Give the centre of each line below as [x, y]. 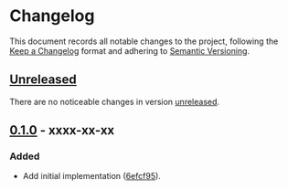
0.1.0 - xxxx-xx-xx [62, 130]
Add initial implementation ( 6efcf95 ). [92, 176]
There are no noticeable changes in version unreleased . [115, 101]
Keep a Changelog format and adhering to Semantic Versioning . [129, 50]
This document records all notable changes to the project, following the [144, 41]
